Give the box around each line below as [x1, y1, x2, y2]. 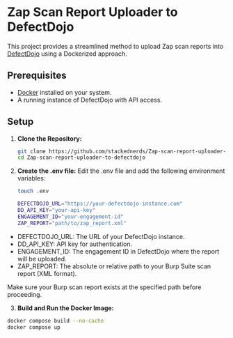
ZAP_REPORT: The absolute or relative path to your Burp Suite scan [17, 262, 211, 270]
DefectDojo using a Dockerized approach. [7, 49, 127, 58]
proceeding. [7, 290, 42, 298]
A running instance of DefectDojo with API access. [17, 95, 162, 104]
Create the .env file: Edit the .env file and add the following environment [17, 167, 225, 175]
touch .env [17, 187, 49, 195]
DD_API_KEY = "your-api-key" [17, 207, 96, 214]
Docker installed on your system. [17, 88, 112, 96]
